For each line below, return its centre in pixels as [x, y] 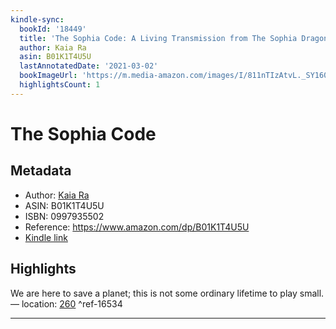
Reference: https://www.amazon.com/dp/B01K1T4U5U [137, 227]
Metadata [41, 171]
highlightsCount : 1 [60, 85]
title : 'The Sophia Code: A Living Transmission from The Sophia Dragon [174, 38]
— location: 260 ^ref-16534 [66, 303]
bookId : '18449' [53, 29]
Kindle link [46, 237]
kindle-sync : [37, 19]
